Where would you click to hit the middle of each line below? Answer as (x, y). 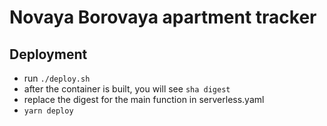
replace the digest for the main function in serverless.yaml (144, 99)
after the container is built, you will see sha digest (127, 89)
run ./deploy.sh (57, 78)
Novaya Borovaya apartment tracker (163, 17)
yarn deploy (48, 111)
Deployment (48, 54)
